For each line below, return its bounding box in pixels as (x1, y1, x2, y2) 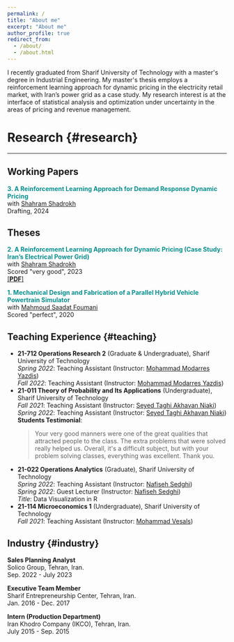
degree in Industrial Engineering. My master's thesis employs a (7, 75, 188, 84)
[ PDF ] (7, 275, 24, 283)
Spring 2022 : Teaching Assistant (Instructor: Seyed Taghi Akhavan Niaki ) (17, 408, 227, 417)
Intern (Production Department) (7, 613, 101, 621)
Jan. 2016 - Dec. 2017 (7, 599, 70, 607)
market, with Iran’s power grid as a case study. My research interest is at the (7, 90, 226, 98)
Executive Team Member (7, 584, 81, 593)
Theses (7, 227, 40, 239)
